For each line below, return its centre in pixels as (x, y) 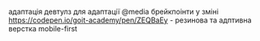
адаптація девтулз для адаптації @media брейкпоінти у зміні (114, 12)
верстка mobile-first (43, 29)
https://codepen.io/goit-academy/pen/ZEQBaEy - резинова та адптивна (130, 20)
